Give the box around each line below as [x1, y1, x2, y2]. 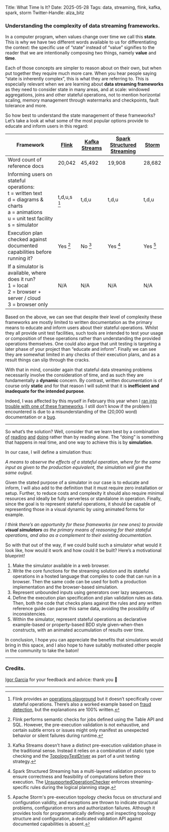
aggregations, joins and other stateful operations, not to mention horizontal [5, 92, 161, 98]
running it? [8, 255, 33, 262]
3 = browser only [8, 301, 48, 308]
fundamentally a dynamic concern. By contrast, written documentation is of [5, 378, 162, 384]
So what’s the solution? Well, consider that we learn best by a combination [5, 429, 159, 435]
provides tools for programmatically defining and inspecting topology [12, 810, 156, 816]
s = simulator [8, 221, 39, 228]
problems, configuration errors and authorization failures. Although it [12, 805, 155, 811]
